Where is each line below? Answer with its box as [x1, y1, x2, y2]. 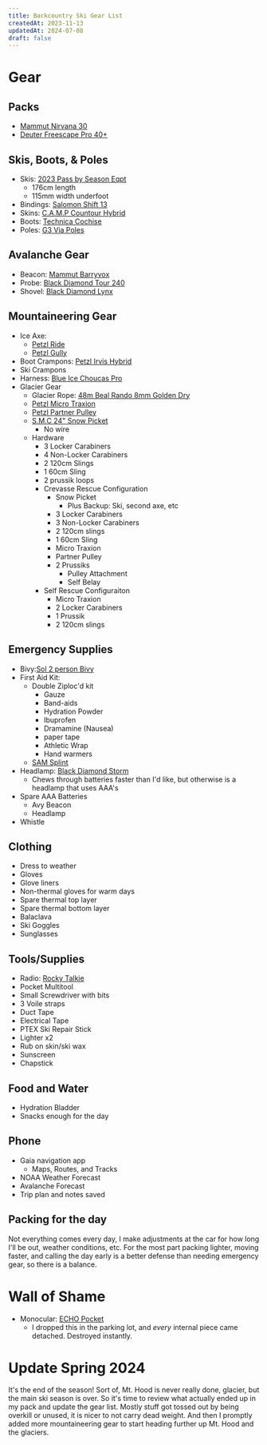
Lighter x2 [19, 1033, 53, 1043]
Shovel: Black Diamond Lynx [19, 286, 113, 296]
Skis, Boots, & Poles [8, 153, 109, 166]
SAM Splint [31, 757, 69, 767]
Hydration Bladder [19, 1102, 80, 1112]
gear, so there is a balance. [8, 1260, 97, 1269]
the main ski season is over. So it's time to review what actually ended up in [8, 1394, 257, 1403]
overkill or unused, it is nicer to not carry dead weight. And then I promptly [8, 1411, 253, 1420]
